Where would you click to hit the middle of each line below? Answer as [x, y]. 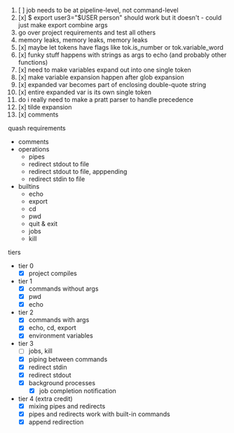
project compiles [53, 273]
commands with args [59, 320]
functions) [33, 62]
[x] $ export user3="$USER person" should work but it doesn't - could [120, 18]
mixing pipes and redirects [67, 406]
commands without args [63, 289]
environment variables [61, 335]
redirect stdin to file [57, 179]
